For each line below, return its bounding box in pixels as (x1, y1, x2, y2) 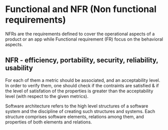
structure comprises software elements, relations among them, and (5, 113, 144, 119)
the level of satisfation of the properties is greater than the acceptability (5, 88, 153, 94)
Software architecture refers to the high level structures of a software (5, 103, 148, 109)
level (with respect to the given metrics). (5, 93, 89, 99)
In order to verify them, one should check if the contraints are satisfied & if (5, 82, 159, 88)
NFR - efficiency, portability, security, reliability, (5, 56, 158, 65)
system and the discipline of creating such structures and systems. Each (5, 108, 155, 114)
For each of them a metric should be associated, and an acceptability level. (5, 77, 160, 83)
